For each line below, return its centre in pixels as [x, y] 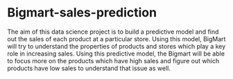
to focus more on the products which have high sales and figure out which [113, 60]
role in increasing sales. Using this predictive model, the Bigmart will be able [116, 54]
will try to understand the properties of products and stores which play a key [116, 46]
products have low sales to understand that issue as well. [89, 68]
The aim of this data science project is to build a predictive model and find [113, 32]
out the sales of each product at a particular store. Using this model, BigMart [116, 38]
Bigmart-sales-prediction [82, 13]
